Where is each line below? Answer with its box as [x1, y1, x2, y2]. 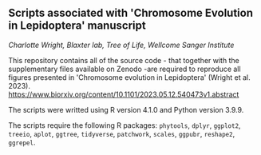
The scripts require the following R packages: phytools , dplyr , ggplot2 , [8, 120, 241, 130]
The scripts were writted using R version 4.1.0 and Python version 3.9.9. [8, 105, 244, 114]
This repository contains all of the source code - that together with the [8, 55, 239, 65]
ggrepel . [8, 137, 36, 147]
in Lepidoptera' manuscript [8, 19, 146, 33]
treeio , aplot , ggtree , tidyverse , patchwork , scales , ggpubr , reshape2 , [8, 129, 235, 138]
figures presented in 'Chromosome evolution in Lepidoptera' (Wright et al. [8, 72, 251, 82]
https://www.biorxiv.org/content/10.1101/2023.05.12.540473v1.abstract [8, 89, 239, 99]
